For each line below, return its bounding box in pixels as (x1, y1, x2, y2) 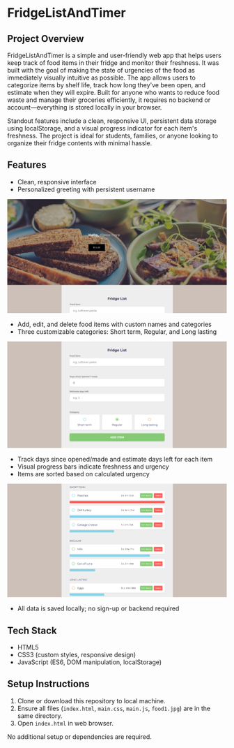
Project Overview (7, 33, 84, 45)
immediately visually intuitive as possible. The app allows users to (7, 73, 196, 82)
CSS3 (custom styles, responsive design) (17, 650, 136, 659)
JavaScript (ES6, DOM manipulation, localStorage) (17, 658, 162, 666)
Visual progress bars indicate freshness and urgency (17, 462, 169, 471)
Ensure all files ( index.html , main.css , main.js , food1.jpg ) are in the (17, 704, 211, 712)
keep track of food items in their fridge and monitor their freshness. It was (7, 59, 219, 67)
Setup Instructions (7, 678, 90, 690)
